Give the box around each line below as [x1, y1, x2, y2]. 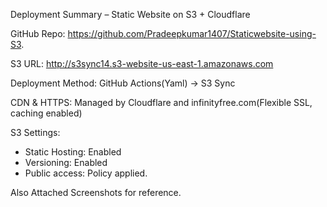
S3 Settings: [10, 127, 61, 138]
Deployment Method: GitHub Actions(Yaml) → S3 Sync [10, 77, 236, 89]
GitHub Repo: [10, 28, 66, 39]
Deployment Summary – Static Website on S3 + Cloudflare [10, 9, 251, 20]
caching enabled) [10, 107, 83, 119]
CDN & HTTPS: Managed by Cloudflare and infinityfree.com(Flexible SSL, [10, 97, 313, 108]
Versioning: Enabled [24, 157, 108, 168]
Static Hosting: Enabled [24, 146, 122, 158]
